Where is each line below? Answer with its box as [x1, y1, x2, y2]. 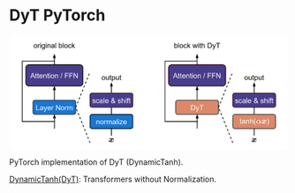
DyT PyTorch [9, 5, 106, 26]
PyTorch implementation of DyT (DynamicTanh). [9, 157, 184, 167]
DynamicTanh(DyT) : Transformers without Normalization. [9, 174, 217, 185]
